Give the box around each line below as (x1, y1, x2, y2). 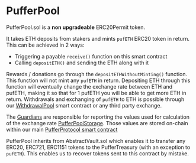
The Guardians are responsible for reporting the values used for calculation (6, 113, 189, 120)
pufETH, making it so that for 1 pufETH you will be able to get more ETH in (6, 89, 187, 96)
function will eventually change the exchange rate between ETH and (6, 83, 173, 90)
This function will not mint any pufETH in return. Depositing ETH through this (6, 77, 191, 84)
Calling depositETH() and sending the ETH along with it (14, 59, 149, 66)
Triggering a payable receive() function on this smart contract (14, 53, 168, 60)
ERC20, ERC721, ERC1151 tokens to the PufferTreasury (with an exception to (6, 144, 191, 151)
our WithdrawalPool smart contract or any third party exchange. (6, 102, 162, 109)
